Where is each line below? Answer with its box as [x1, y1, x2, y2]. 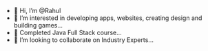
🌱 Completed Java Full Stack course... [13, 28, 122, 37]
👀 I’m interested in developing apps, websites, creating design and [13, 14, 202, 22]
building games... [13, 21, 63, 29]
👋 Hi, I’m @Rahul [13, 7, 61, 14]
